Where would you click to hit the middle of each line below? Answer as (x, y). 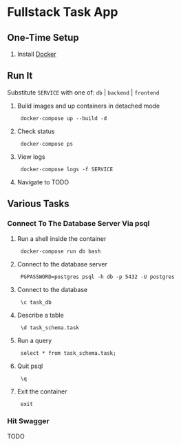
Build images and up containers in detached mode (88, 106)
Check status (36, 131)
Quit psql (30, 366)
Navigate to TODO (43, 182)
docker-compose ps (47, 144)
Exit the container (42, 391)
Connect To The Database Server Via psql (78, 224)
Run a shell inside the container (62, 238)
